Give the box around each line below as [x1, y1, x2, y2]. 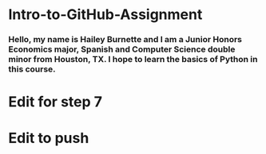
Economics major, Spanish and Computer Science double [8, 44, 236, 55]
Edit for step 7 [8, 93, 102, 111]
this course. [8, 64, 56, 75]
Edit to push [8, 129, 89, 148]
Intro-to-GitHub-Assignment [8, 6, 203, 24]
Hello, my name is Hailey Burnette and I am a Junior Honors [8, 34, 242, 45]
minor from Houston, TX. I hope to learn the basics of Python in [8, 54, 258, 65]
